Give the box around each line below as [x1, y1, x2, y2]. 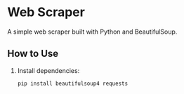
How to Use [7, 48, 59, 60]
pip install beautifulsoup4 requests [17, 80, 129, 87]
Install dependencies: [17, 66, 80, 74]
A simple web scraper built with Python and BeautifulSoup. [7, 27, 178, 36]
